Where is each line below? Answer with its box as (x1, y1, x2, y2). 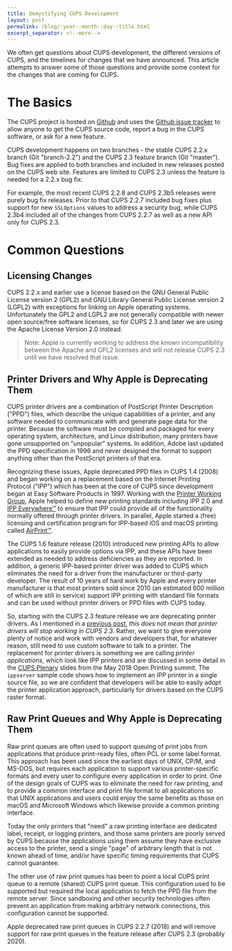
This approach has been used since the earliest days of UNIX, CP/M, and (7, 756, 216, 765)
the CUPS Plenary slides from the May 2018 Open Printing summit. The (7, 664, 210, 672)
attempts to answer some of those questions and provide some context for (7, 63, 220, 71)
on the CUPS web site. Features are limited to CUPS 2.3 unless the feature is (7, 168, 225, 177)
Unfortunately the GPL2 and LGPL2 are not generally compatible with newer (7, 310, 224, 319)
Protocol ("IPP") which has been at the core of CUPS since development (7, 482, 213, 490)
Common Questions (7, 242, 125, 258)
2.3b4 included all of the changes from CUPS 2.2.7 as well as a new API (7, 211, 213, 219)
